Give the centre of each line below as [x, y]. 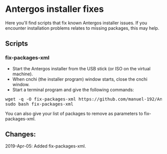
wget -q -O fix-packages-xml [41, 99]
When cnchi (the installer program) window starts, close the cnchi [80, 79]
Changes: [21, 134]
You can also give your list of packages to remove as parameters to [74, 113]
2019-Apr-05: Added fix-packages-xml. [45, 146]
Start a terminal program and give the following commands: [73, 90]
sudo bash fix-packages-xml [39, 104]
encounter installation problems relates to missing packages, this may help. [82, 28]
